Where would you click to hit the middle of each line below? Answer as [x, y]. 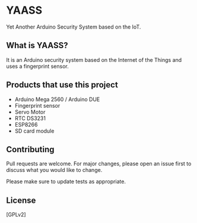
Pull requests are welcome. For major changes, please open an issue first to [99, 164]
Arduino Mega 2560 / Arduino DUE [57, 99]
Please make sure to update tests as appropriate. [66, 181]
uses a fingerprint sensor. [38, 66]
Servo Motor [30, 112]
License [21, 200]
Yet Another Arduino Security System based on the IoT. [74, 27]
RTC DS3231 [30, 118]
